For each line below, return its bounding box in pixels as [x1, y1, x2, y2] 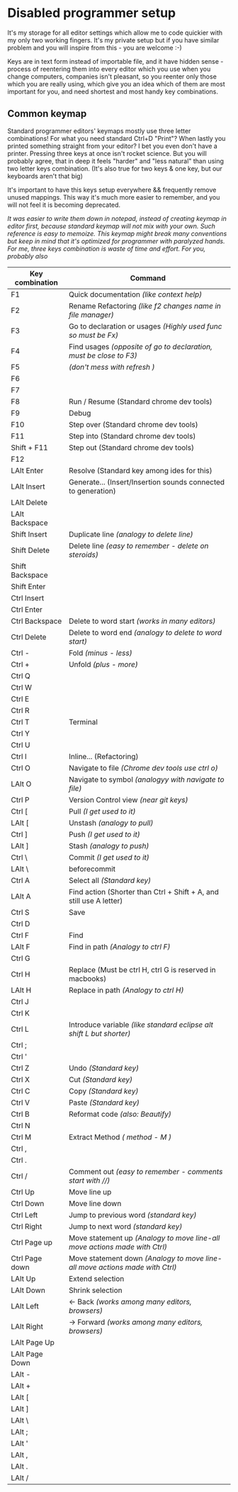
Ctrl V [11, 1098, 30, 1107]
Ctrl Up [11, 1187, 35, 1197]
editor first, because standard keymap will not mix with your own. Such [7, 222, 216, 230]
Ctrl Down [11, 1198, 45, 1208]
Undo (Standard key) [68, 1063, 140, 1073]
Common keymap [7, 108, 87, 120]
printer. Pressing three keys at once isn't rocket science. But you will [7, 149, 207, 157]
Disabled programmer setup [7, 5, 176, 21]
